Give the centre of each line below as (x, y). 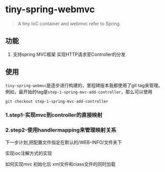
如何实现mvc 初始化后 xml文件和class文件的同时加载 (61, 164)
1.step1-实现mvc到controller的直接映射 (54, 115)
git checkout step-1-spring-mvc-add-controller (57, 101)
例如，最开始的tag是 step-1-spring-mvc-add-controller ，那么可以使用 (79, 92)
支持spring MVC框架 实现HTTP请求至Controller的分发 (69, 54)
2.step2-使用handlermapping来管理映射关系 (61, 130)
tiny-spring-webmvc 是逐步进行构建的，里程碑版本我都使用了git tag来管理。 (84, 85)
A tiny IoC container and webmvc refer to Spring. (69, 24)
